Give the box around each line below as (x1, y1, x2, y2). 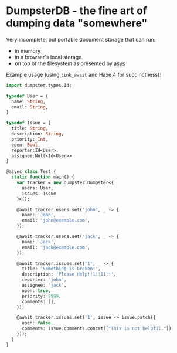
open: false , (21, 320, 54, 326)
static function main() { (11, 174, 75, 180)
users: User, (21, 185, 54, 191)
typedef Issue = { (6, 120, 51, 126)
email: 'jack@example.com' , (21, 245, 91, 250)
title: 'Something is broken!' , (21, 266, 101, 272)
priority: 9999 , (21, 293, 62, 299)
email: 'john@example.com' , (21, 218, 91, 223)
